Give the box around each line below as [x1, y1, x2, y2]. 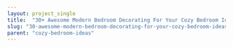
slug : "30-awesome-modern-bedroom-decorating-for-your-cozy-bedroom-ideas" [7, 23, 231, 30]
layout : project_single [7, 10, 76, 17]
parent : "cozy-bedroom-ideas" [7, 29, 95, 37]
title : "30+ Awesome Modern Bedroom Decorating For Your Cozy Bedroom [7, 17, 218, 23]
